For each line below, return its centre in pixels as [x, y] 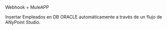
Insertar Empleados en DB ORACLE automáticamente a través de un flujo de [84, 17]
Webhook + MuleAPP [27, 7]
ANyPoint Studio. [23, 22]
